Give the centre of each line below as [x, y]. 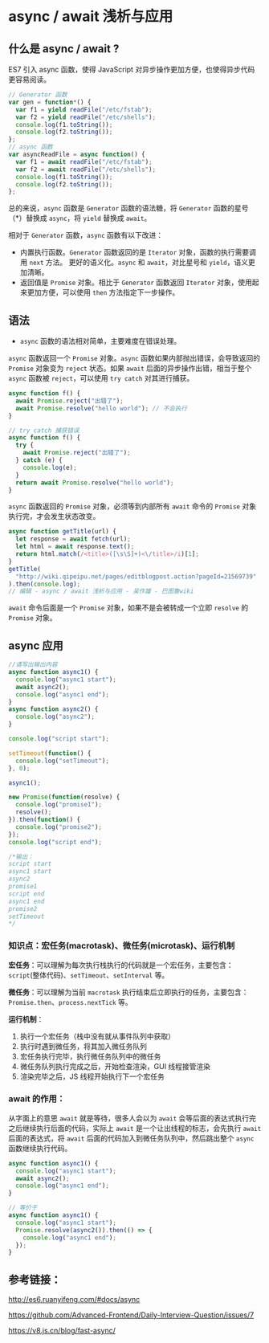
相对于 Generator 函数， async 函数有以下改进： [86, 235]
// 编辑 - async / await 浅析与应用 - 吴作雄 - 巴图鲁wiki [101, 591]
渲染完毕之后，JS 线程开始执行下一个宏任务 [92, 1076]
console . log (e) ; [50, 467]
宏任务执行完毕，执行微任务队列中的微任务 [90, 1056]
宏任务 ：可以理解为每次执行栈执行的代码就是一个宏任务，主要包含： [121, 965]
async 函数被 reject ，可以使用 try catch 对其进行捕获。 [101, 378]
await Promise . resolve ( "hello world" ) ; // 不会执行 [101, 408]
